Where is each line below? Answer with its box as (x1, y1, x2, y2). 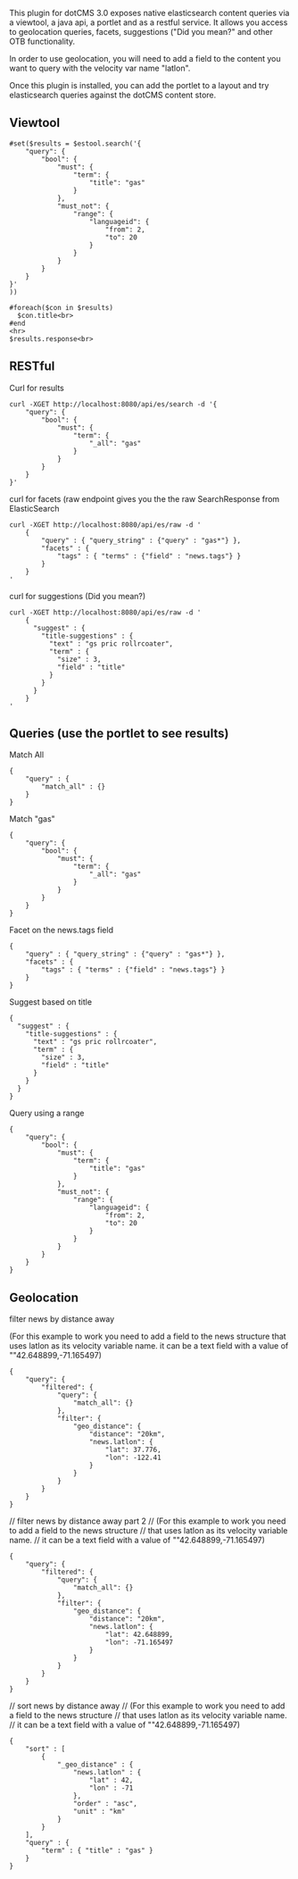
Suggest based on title (9, 997, 92, 1007)
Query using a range (9, 1107, 85, 1119)
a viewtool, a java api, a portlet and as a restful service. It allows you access (9, 17, 288, 28)
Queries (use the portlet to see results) (9, 726, 229, 741)
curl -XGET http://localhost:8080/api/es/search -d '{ (9, 399, 218, 409)
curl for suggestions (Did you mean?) (9, 590, 146, 601)
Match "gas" (9, 814, 55, 824)
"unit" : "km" (72, 1808, 126, 1816)
